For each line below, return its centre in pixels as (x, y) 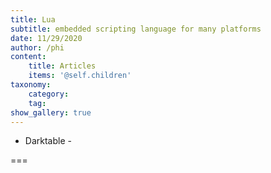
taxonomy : (31, 85)
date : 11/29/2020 (46, 38)
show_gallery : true (51, 112)
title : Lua (33, 19)
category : (49, 94)
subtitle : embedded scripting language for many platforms (136, 29)
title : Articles (62, 66)
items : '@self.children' (80, 76)
